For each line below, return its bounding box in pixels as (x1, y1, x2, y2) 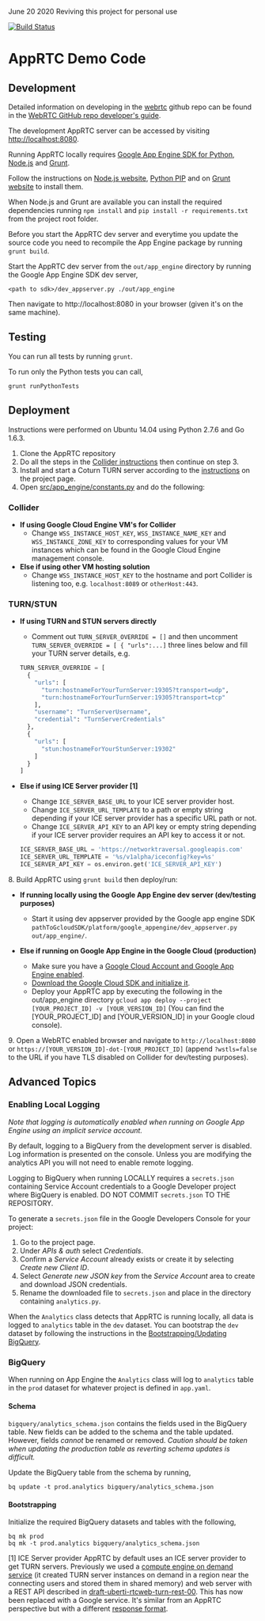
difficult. (8, 1452, 36, 1462)
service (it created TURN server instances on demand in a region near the (8, 1570, 249, 1580)
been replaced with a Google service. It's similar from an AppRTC (8, 1596, 221, 1605)
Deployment (8, 404, 70, 417)
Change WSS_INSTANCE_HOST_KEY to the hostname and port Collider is (31, 570, 253, 580)
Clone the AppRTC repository (19, 448, 116, 458)
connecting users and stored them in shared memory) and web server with (8, 1579, 252, 1589)
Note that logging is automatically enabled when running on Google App (8, 1117, 245, 1127)
